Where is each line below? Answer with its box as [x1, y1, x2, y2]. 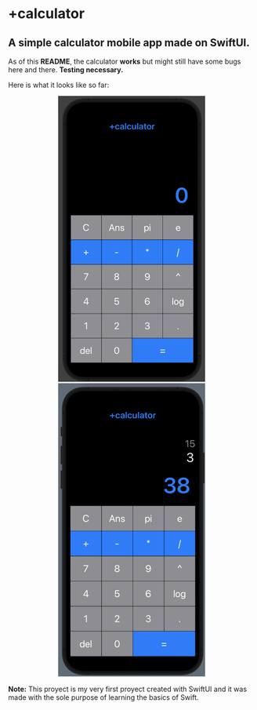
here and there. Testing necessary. [8, 65, 124, 75]
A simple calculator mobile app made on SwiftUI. [8, 36, 250, 49]
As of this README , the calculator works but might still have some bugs [8, 56, 241, 66]
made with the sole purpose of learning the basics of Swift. [8, 692, 199, 702]
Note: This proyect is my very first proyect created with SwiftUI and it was [8, 684, 248, 694]
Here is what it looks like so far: [8, 80, 110, 89]
